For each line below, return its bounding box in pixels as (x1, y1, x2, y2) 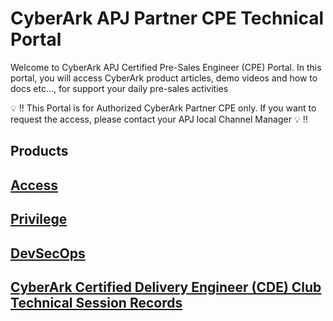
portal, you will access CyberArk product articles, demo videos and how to (10, 72, 318, 84)
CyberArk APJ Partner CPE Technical (10, 7, 324, 30)
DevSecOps (10, 245, 86, 262)
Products (10, 143, 69, 160)
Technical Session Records (10, 294, 183, 311)
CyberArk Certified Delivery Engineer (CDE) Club (10, 278, 322, 296)
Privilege (10, 211, 68, 228)
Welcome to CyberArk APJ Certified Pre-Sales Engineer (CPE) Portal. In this (10, 61, 322, 73)
